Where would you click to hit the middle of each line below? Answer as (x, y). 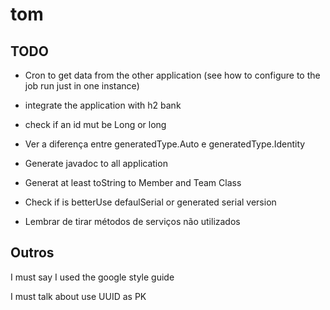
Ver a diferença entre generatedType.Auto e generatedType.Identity (165, 144)
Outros (32, 253)
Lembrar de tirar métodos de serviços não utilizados (132, 221)
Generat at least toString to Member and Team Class (133, 182)
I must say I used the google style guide (92, 277)
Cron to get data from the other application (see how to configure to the (172, 75)
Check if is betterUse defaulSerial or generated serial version (150, 202)
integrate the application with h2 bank (103, 105)
